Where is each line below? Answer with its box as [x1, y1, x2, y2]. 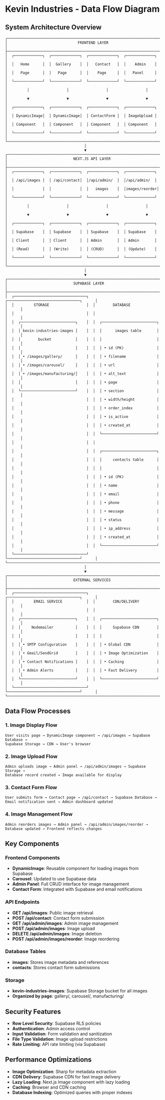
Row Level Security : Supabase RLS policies [12, 1020, 102, 1026]
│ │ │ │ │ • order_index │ [5, 406, 160, 411]
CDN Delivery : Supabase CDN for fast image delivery [12, 1073, 121, 1079]
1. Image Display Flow [5, 722, 57, 729]
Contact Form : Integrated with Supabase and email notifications [12, 886, 142, 892]
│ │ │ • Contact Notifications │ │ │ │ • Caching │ [5, 659, 160, 664]
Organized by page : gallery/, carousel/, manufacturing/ [12, 993, 124, 999]
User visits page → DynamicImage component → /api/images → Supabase [5, 733, 151, 738]
